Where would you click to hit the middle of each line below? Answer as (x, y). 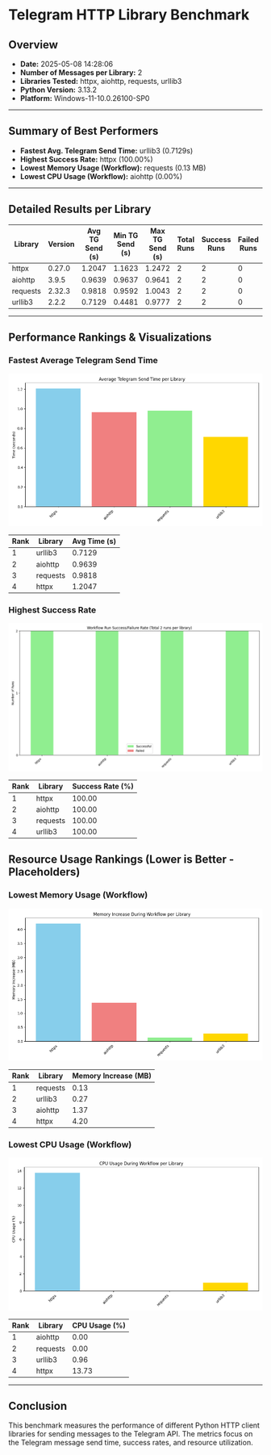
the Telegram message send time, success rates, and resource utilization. (131, 1443)
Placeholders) (44, 872)
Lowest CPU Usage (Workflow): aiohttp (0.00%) (101, 176)
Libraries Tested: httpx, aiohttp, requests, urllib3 (101, 81)
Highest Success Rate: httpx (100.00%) (86, 159)
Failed (248, 240)
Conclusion (38, 1406)
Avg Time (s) (94, 541)
